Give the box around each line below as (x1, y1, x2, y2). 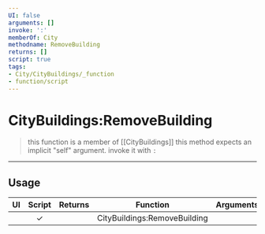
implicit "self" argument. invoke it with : (27, 146, 157, 155)
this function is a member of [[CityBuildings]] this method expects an (27, 137, 252, 147)
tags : (8, 63, 26, 71)
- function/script (8, 77, 69, 85)
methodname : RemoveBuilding (8, 41, 101, 49)
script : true (8, 56, 51, 64)
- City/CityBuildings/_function (8, 70, 114, 78)
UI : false (8, 11, 41, 20)
